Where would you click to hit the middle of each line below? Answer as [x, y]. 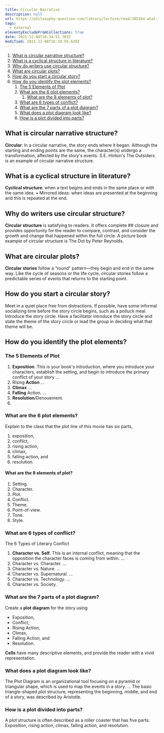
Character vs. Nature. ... [36, 569]
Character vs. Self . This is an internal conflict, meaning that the [76, 553]
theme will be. [19, 327]
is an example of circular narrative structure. [50, 161]
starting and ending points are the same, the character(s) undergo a [73, 150]
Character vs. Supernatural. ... [42, 574]
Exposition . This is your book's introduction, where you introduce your [83, 366]
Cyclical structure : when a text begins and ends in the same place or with [80, 188]
